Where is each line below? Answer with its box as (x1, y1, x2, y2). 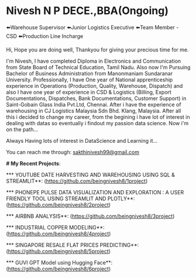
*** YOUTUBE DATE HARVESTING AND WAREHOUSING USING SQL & (6, 171, 176, 178)
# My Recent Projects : (6, 160, 61, 167)
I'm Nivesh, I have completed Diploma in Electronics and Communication (6, 57, 181, 64)
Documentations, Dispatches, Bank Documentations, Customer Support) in (6, 95, 187, 102)
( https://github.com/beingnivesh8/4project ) (6, 230, 111, 237)
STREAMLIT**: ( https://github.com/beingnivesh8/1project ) (6, 177, 148, 184)
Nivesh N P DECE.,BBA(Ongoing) (6, 4, 169, 18)
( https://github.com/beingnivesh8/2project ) (6, 201, 111, 208)
